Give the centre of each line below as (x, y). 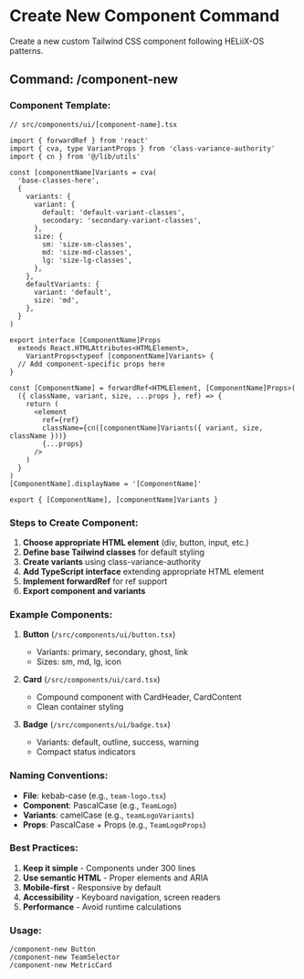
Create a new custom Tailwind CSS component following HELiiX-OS (137, 41)
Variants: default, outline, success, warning (117, 742)
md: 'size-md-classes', (87, 252)
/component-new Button (52, 950)
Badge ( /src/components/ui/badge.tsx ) (96, 724)
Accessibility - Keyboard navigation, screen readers (121, 897)
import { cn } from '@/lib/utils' (75, 156)
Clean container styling (80, 707)
